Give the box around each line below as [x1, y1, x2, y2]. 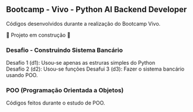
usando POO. [6, 72, 38, 79]
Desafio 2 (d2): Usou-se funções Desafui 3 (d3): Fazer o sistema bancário [6, 65, 185, 72]
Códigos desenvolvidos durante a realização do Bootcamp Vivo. [6, 20, 161, 27]
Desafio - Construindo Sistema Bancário [6, 46, 123, 54]
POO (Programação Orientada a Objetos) [6, 86, 124, 94]
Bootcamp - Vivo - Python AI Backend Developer [6, 5, 187, 15]
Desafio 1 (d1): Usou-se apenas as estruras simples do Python [6, 60, 156, 66]
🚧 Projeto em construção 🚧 [6, 32, 71, 38]
